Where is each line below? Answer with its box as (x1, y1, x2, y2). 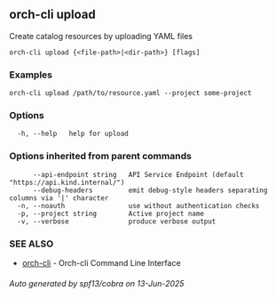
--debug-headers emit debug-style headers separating (32, 186, 268, 195)
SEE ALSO (9, 238, 54, 250)
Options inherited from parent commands (9, 150, 193, 163)
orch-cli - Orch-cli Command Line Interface (21, 258, 181, 268)
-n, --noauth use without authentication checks (17, 201, 260, 210)
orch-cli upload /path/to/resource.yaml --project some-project (9, 89, 252, 98)
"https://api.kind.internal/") (9, 178, 125, 187)
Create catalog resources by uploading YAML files (9, 30, 193, 41)
